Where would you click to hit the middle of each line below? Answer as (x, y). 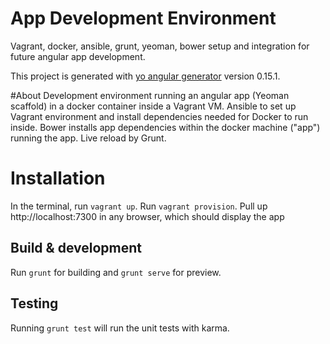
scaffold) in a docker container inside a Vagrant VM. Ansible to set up (153, 106)
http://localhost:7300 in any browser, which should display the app (147, 216)
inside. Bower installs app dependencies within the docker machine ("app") (165, 127)
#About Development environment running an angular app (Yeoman (150, 95)
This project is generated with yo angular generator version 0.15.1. (145, 76)
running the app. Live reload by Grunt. (88, 138)
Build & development (76, 248)
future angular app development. (78, 56)
